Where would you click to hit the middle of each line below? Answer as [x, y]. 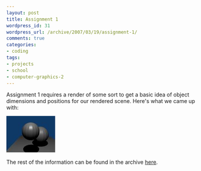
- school [17, 70]
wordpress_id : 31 [28, 25]
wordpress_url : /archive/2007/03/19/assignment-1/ [72, 32]
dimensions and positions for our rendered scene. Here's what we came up [101, 101]
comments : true [26, 39]
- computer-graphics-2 [35, 77]
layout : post [23, 13]
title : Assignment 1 [33, 19]
